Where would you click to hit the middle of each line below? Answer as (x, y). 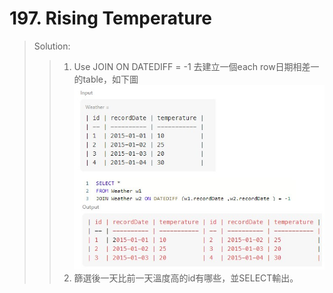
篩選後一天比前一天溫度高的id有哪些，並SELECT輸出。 (186, 278)
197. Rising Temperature (111, 18)
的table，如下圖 (106, 79)
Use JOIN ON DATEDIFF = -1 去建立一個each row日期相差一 (196, 66)
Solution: (52, 46)
